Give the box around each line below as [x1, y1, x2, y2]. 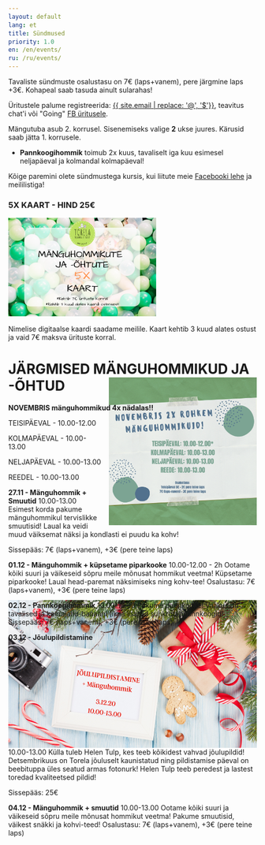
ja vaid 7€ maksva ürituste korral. [8, 333, 117, 342]
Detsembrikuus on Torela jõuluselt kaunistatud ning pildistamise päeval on [8, 756, 249, 765]
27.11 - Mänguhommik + [8, 488, 87, 497]
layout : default [8, 13, 62, 20]
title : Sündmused [8, 29, 65, 37]
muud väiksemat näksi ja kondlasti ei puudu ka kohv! [8, 530, 179, 539]
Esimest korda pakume [8, 504, 83, 514]
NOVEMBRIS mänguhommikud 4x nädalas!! [8, 403, 154, 413]
